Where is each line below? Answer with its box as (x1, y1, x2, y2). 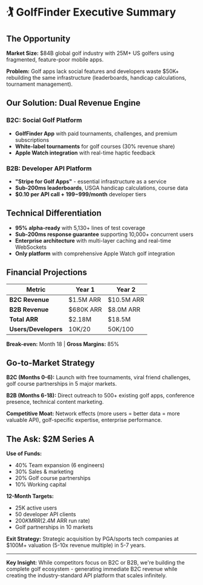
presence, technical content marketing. (6, 398, 104, 406)
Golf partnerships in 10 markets (14, 523, 94, 531)
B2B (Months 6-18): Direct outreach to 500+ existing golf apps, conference (6, 392, 195, 399)
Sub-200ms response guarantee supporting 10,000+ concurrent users (14, 231, 194, 238)
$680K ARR (68, 305, 102, 313)
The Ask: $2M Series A (6, 433, 95, 444)
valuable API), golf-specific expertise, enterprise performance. (6, 417, 163, 424)
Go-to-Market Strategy (6, 358, 95, 368)
